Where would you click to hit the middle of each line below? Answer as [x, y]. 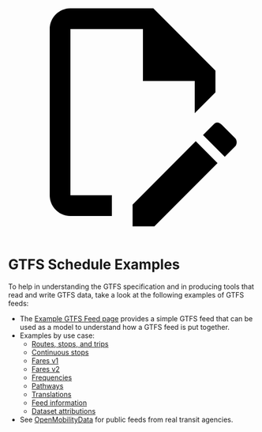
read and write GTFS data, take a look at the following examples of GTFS [126, 294]
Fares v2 [46, 369]
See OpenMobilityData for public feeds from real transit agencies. [126, 419]
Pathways [47, 385]
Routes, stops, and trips [70, 343]
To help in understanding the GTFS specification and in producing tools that [131, 286]
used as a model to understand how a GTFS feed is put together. [125, 327]
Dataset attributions [64, 411]
